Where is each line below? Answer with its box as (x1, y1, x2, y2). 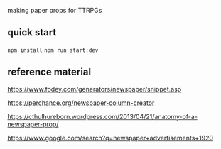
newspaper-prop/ (7, 120, 59, 128)
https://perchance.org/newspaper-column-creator (7, 99, 155, 107)
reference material (7, 66, 91, 78)
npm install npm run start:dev (7, 46, 99, 54)
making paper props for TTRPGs (7, 6, 102, 14)
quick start (7, 26, 57, 38)
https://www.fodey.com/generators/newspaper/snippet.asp (7, 84, 182, 93)
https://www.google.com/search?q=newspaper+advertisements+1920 (7, 133, 214, 142)
